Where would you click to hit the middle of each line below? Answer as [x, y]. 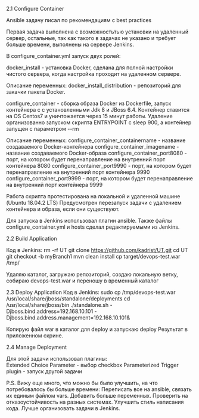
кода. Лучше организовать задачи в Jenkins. [63, 408]
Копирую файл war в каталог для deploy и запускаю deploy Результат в [97, 329]
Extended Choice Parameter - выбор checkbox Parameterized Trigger [92, 365]
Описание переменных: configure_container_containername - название [96, 140]
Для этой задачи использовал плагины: [57, 359]
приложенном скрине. [35, 336]
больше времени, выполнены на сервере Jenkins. [70, 44]
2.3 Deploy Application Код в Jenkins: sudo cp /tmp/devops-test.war [91, 292]
